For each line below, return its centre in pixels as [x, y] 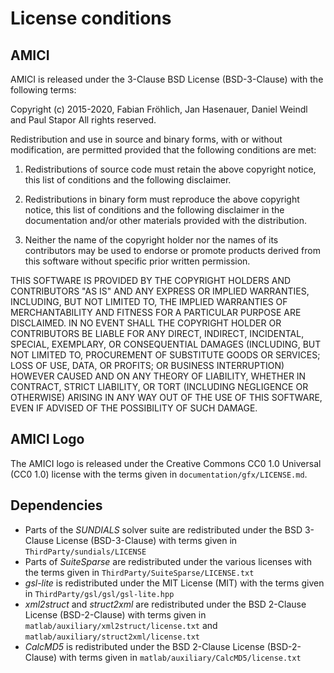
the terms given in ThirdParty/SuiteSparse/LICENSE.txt [139, 572]
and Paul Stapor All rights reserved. [83, 120]
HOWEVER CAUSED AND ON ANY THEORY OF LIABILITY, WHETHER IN [158, 376]
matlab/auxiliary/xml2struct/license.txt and [121, 625]
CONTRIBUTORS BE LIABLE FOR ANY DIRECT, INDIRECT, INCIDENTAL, [157, 333]
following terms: [43, 90]
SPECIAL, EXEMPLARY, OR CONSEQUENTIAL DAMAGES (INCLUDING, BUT [166, 344]
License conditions [91, 18]
